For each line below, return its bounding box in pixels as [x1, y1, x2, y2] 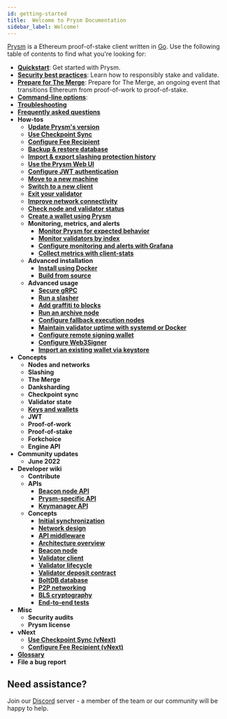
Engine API [27, 442, 61, 451]
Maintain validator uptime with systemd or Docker [38, 323, 187, 332]
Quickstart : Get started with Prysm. [17, 64, 121, 72]
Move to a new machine [27, 175, 98, 183]
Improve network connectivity [27, 197, 118, 206]
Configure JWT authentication [27, 167, 119, 176]
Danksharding [27, 383, 70, 392]
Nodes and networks [27, 361, 90, 369]
